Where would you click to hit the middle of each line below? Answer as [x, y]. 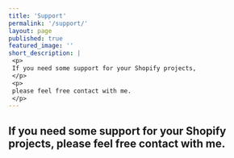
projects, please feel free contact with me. [117, 143]
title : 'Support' [38, 16]
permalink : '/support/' [48, 23]
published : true [36, 38]
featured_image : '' [41, 46]
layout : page [30, 31]
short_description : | [45, 53]
